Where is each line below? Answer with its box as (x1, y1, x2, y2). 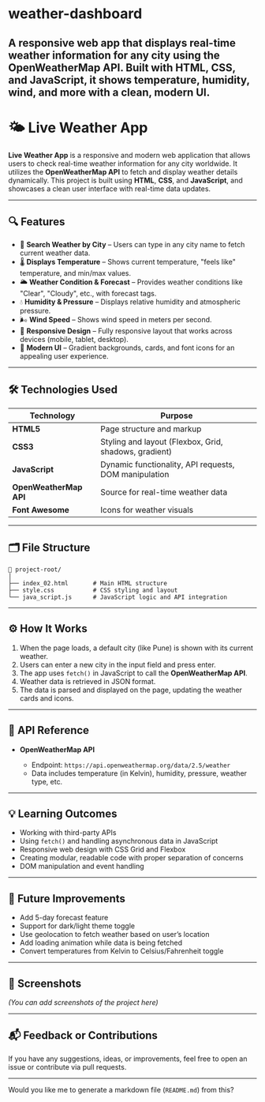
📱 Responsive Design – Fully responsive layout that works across (19, 326, 233, 336)
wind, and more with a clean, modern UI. (8, 85, 211, 99)
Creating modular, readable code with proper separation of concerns (19, 853, 244, 863)
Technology (29, 410, 76, 421)
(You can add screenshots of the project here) (8, 998, 159, 1007)
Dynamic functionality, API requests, (99, 459, 235, 470)
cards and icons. (19, 693, 74, 703)
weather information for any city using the (8, 48, 221, 62)
